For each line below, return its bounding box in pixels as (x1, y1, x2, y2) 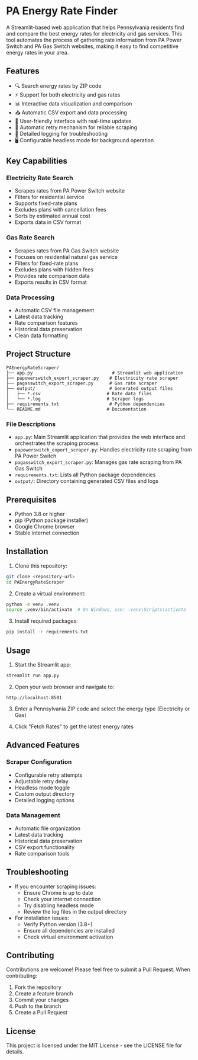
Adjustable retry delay (14, 777, 69, 784)
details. (6, 1048, 24, 1055)
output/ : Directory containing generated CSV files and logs (14, 478, 158, 485)
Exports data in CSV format (14, 219, 82, 226)
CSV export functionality (14, 843, 75, 851)
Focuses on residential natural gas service (14, 253, 118, 260)
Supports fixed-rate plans (14, 200, 78, 207)
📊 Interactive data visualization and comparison (14, 100, 132, 107)
